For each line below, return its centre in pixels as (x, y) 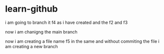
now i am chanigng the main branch (41, 32)
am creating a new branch (31, 46)
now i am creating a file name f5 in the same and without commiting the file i (82, 41)
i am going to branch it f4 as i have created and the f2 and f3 (66, 22)
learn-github (31, 9)
